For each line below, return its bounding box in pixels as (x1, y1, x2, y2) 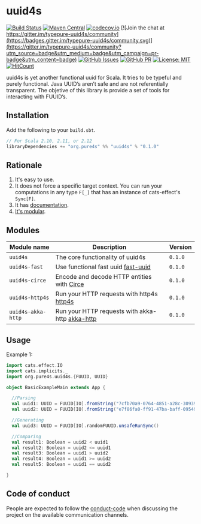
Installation (6, 110, 49, 121)
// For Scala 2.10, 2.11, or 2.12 (6, 138, 93, 144)
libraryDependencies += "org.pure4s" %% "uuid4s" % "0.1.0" (6, 143, 160, 149)
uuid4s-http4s (9, 294, 50, 301)
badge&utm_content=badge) (6, 56, 77, 63)
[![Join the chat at (120, 24, 165, 31)
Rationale (6, 160, 42, 170)
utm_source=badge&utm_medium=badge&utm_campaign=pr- (6, 49, 159, 56)
